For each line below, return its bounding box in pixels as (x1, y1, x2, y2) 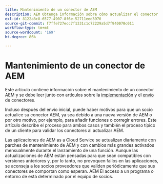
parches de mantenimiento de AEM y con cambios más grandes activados (5, 142, 155, 148)
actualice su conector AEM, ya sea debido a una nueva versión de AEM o (5, 111, 152, 118)
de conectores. (5, 97, 36, 103)
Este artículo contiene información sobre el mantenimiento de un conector (5, 86, 154, 92)
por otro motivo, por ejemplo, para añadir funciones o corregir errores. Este (5, 117, 157, 123)
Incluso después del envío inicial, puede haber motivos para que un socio (5, 106, 153, 112)
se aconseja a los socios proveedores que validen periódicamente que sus (5, 163, 155, 169)
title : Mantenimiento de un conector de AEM (5, 7, 97, 12)
